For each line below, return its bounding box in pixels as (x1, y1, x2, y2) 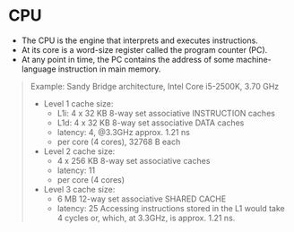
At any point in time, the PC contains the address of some (21, 54, 235, 64)
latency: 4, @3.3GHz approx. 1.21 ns (56, 126, 190, 137)
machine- (236, 54, 272, 64)
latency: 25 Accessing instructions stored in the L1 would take (56, 202, 286, 213)
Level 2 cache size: (43, 145, 116, 157)
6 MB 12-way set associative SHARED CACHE (56, 193, 227, 204)
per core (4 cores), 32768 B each (56, 136, 181, 147)
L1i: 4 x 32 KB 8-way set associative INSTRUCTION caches (56, 107, 275, 118)
